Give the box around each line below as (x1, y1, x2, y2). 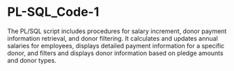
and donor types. (7, 56, 57, 64)
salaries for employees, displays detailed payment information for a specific (7, 41, 225, 50)
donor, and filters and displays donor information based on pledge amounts (7, 49, 224, 57)
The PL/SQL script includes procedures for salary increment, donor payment (7, 27, 227, 35)
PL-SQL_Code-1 (7, 4, 100, 20)
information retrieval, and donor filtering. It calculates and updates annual (7, 34, 218, 42)
